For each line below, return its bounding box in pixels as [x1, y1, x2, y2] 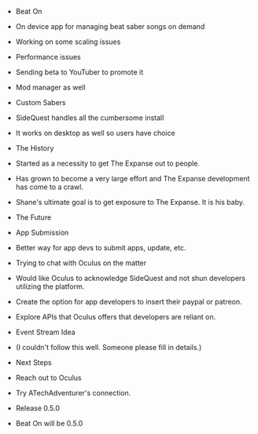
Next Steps [15, 358, 53, 367]
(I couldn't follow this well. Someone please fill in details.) [15, 343, 202, 352]
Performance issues [15, 53, 81, 61]
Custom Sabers [15, 98, 66, 107]
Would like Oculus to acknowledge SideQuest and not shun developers [15, 274, 246, 283]
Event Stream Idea [15, 327, 76, 337]
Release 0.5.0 [15, 403, 61, 413]
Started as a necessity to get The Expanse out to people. [15, 159, 201, 168]
